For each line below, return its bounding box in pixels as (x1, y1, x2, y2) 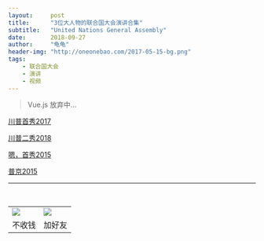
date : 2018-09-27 (8, 33, 86, 42)
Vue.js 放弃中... (27, 100, 77, 109)
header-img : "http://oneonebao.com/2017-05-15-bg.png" (8, 48, 192, 56)
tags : (8, 56, 26, 64)
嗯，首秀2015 (8, 150, 52, 159)
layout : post (8, 11, 65, 20)
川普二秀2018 (8, 133, 52, 142)
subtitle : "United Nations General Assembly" (8, 26, 167, 34)
